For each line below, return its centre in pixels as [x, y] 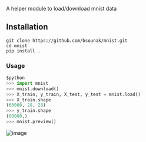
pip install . [24, 51]
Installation [27, 27]
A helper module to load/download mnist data [62, 9]
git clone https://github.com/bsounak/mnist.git [67, 41]
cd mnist [17, 46]
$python [16, 78]
